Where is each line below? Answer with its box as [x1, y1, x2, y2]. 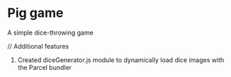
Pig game [7, 5, 64, 21]
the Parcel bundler [17, 63, 72, 71]
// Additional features [7, 42, 69, 50]
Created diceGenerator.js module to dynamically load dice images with [17, 55, 225, 64]
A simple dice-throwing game [7, 28, 94, 37]
